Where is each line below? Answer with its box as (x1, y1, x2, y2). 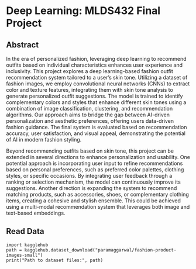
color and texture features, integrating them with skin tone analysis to (6, 87, 174, 93)
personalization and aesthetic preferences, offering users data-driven (6, 118, 174, 124)
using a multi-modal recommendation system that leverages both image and (6, 204, 190, 210)
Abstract (6, 40, 39, 50)
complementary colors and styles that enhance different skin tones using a (6, 99, 187, 106)
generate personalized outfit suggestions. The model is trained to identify (6, 92, 183, 99)
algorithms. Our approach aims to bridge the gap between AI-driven (6, 111, 170, 118)
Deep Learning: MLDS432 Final (6, 4, 161, 18)
